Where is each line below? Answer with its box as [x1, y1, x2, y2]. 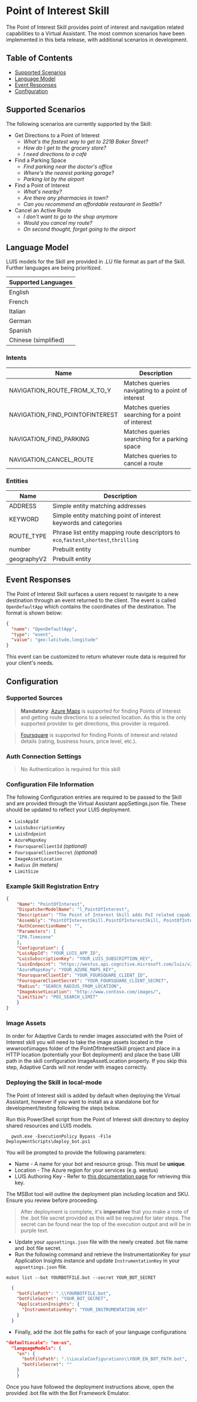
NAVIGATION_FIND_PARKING [9, 434, 90, 443]
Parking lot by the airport [23, 175, 84, 182]
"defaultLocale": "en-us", [6, 1340, 72, 1345]
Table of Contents [6, 53, 73, 63]
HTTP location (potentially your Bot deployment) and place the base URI [6, 1051, 181, 1058]
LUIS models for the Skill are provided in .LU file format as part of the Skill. [6, 258, 186, 265]
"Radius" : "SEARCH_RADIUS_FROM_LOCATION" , [16, 983, 122, 989]
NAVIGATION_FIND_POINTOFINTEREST [9, 410, 118, 418]
